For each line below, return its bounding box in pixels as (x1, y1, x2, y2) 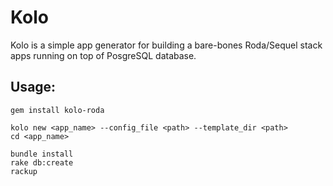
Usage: (10, 79, 57, 96)
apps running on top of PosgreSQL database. (10, 49, 197, 61)
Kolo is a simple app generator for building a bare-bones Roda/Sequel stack (10, 39, 323, 51)
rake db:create (10, 157, 74, 168)
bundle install (10, 149, 74, 159)
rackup (10, 166, 38, 176)
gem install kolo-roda (10, 105, 105, 115)
